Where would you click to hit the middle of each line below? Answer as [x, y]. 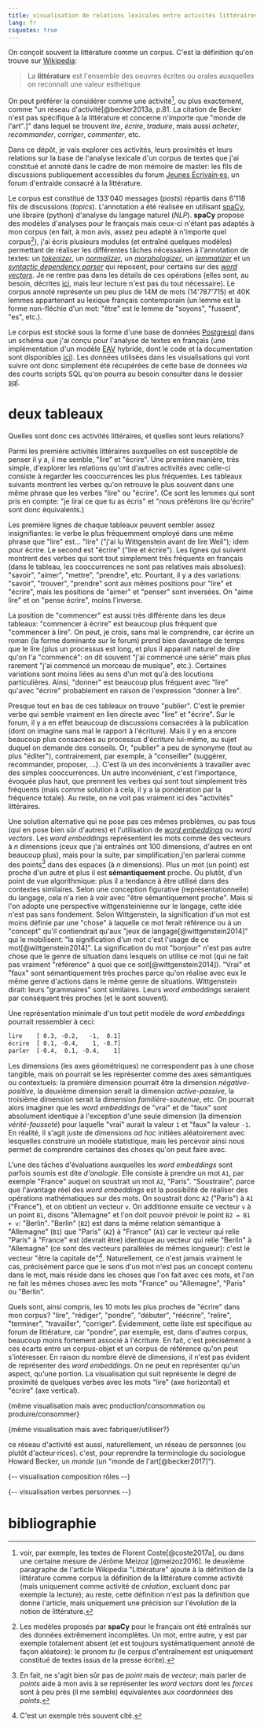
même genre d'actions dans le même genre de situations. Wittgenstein [123, 981]
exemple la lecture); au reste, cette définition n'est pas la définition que [134, 1594]
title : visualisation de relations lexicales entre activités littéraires [133, 15]
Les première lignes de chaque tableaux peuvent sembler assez [112, 525]
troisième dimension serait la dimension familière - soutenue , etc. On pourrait [131, 1099]
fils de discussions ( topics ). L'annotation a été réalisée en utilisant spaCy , [126, 207]
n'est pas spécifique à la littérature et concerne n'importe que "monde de [127, 118]
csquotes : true [33, 30]
